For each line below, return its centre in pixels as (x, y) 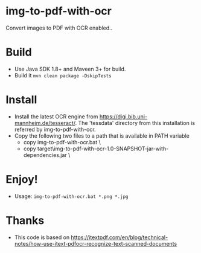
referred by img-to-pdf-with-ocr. (55, 129)
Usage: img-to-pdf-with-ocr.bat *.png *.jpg (71, 196)
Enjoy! (22, 179)
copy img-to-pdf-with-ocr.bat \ (62, 142)
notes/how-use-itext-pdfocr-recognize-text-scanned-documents (96, 243)
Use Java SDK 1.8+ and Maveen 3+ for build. (70, 69)
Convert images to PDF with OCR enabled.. (59, 28)
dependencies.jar (45, 155)
